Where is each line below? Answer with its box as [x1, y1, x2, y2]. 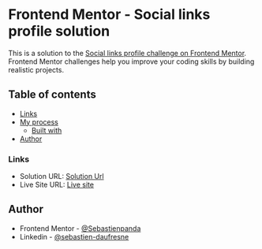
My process [19, 117, 59, 127]
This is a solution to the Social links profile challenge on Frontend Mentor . [8, 48, 247, 58]
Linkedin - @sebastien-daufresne [19, 232, 129, 241]
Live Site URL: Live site [19, 180, 95, 190]
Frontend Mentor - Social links [8, 6, 211, 24]
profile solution [8, 22, 110, 40]
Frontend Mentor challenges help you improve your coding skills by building [8, 57, 255, 66]
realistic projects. [8, 65, 65, 74]
